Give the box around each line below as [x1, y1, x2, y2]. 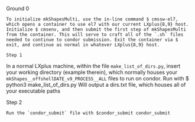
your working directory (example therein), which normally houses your [6, 69, 177, 76]
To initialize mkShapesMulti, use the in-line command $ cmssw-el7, [6, 16, 178, 22]
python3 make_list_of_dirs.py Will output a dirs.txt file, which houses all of [6, 82, 186, 88]
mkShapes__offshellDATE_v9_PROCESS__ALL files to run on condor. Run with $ [6, 75, 189, 82]
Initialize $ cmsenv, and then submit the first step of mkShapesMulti [6, 26, 186, 32]
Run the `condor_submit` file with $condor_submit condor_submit [6, 110, 170, 116]
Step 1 [6, 52, 22, 58]
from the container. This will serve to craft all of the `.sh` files [6, 32, 184, 38]
